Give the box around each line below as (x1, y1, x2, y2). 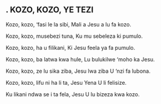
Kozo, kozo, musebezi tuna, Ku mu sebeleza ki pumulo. (5, 32, 143, 40)
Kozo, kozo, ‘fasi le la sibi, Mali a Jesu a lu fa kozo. (5, 20, 131, 28)
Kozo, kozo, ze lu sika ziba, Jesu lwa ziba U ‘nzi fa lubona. (5, 67, 151, 75)
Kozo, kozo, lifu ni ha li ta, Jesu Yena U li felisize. (5, 79, 127, 86)
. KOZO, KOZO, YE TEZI (5, 5, 94, 15)
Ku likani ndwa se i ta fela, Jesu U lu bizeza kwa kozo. (5, 90, 140, 98)
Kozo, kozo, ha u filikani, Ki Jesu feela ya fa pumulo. (5, 44, 136, 51)
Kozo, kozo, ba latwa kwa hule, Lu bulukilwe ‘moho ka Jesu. (5, 55, 155, 63)
